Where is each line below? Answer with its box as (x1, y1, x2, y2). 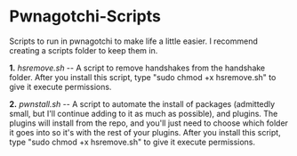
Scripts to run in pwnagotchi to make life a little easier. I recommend (9, 36, 258, 46)
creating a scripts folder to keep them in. (9, 45, 158, 55)
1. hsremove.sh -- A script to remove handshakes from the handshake (9, 62, 266, 73)
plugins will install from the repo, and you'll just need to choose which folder (9, 118, 289, 128)
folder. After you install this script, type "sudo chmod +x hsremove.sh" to (9, 71, 277, 82)
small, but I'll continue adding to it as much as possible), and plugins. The (9, 108, 278, 119)
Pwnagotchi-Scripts (9, 6, 162, 27)
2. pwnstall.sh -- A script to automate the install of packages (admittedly (9, 98, 276, 109)
